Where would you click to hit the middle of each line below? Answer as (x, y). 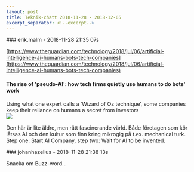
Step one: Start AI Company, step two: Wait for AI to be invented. (86, 140)
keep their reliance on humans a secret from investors (73, 110)
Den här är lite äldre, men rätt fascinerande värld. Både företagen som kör (97, 128)
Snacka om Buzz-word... (36, 163)
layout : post (22, 12)
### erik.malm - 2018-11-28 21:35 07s (53, 40)
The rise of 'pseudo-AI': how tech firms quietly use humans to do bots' (96, 84)
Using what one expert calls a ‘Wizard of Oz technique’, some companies (96, 104)
